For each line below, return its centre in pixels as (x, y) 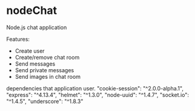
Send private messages (45, 70)
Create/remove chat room (47, 57)
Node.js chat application (37, 27)
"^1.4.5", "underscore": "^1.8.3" (45, 101)
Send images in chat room (48, 76)
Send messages (35, 64)
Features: (18, 39)
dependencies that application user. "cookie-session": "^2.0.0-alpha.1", (95, 88)
